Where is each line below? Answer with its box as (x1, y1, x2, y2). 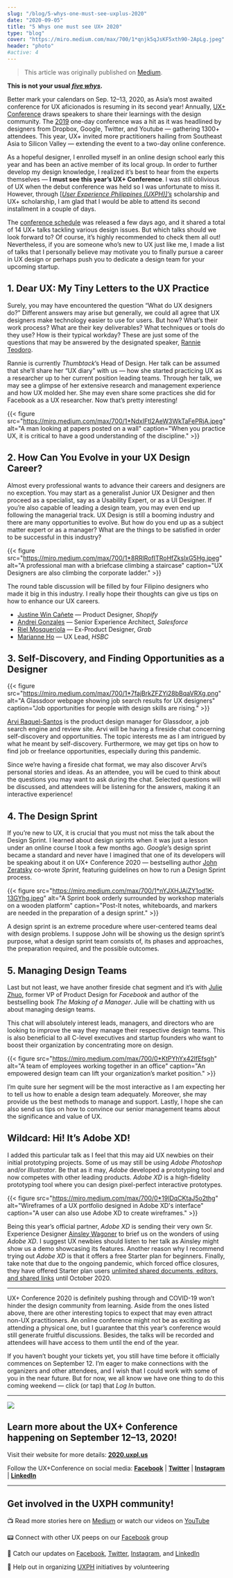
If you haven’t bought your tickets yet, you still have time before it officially (7, 1351, 220, 1360)
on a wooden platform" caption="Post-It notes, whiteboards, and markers (7, 902, 218, 910)
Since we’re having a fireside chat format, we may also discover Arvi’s (7, 760, 207, 769)
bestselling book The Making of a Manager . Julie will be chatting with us (7, 998, 215, 1006)
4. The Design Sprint (7, 810, 98, 822)
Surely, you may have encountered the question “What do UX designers (7, 301, 213, 310)
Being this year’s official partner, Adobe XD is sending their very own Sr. (7, 1222, 213, 1230)
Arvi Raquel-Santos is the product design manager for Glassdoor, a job (7, 717, 209, 726)
